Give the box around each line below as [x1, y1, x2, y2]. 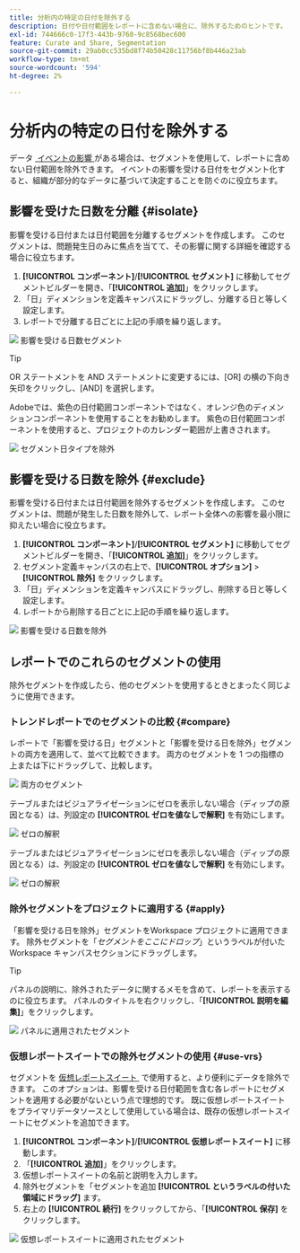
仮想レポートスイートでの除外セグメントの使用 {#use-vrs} [9, 1050, 263, 1063]
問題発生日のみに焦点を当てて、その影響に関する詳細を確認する [56, 240, 292, 251]
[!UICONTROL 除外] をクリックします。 [21, 572, 168, 584]
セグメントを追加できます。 [32, 1117, 134, 1128]
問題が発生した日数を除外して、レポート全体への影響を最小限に [56, 508, 291, 519]
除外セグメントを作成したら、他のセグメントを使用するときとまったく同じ [9, 680, 284, 691]
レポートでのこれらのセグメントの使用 [9, 654, 221, 669]
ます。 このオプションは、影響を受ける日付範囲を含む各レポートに [16, 1083, 262, 1094]
